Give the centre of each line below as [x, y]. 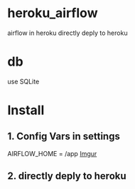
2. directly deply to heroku [67, 176]
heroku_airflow [53, 13]
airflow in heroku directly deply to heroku [67, 33]
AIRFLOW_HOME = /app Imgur [52, 153]
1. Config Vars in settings [64, 137]
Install [26, 110]
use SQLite [23, 81]
